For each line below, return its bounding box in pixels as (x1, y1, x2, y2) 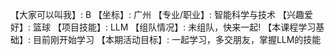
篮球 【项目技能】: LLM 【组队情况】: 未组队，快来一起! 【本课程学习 (32, 21, 317, 33)
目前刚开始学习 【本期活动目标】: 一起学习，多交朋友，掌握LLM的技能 (32, 34, 322, 45)
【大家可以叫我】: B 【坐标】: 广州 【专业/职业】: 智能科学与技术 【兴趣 (10, 9, 305, 20)
